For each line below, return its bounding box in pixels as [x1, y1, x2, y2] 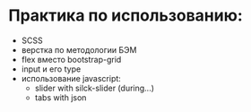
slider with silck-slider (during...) [34, 82, 154, 93]
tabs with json [34, 91, 87, 103]
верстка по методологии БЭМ [21, 44, 137, 55]
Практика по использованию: [8, 5, 243, 26]
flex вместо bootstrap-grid [21, 54, 122, 65]
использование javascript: [21, 73, 122, 83]
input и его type [21, 64, 82, 74]
